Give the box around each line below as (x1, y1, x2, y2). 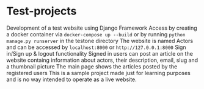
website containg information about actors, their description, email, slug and (6, 56, 199, 64)
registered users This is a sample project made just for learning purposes (6, 69, 191, 76)
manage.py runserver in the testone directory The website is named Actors (6, 37, 194, 44)
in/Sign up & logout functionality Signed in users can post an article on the (6, 50, 194, 57)
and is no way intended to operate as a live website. (6, 76, 137, 83)
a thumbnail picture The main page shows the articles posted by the (6, 62, 178, 70)
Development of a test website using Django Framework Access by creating (6, 24, 197, 31)
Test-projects (6, 4, 77, 18)
